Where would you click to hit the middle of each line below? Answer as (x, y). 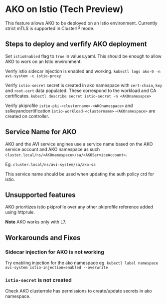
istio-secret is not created (39, 280)
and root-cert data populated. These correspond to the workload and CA (81, 90)
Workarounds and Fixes (43, 238)
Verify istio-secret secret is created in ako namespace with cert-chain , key (84, 85)
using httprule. (20, 212)
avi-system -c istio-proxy (33, 76)
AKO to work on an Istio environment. (44, 61)
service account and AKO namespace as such (53, 149)
